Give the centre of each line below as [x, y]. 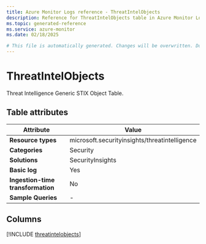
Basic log [23, 170]
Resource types [33, 140]
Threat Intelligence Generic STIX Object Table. [65, 93]
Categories [26, 150]
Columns [24, 219]
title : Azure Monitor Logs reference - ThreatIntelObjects [83, 12]
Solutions [24, 160]
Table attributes [37, 112]
